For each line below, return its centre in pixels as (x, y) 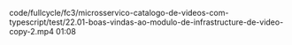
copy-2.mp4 (32, 31)
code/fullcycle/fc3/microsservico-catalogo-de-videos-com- (119, 13)
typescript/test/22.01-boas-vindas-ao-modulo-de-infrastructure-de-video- (146, 22)
